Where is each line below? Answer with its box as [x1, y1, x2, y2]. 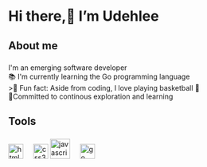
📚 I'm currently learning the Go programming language [8, 72, 190, 81]
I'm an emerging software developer [8, 63, 127, 72]
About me [8, 39, 58, 52]
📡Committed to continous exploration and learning [8, 91, 174, 101]
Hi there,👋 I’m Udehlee [8, 7, 159, 25]
